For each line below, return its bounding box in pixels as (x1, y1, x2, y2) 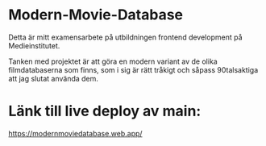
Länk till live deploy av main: (8, 102, 202, 120)
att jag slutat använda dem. (8, 73, 99, 83)
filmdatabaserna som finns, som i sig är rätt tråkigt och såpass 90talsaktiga (8, 65, 259, 74)
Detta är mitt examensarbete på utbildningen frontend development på (8, 32, 243, 42)
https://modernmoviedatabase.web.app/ (8, 128, 143, 138)
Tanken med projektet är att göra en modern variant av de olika (8, 56, 218, 66)
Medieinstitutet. (8, 40, 60, 50)
